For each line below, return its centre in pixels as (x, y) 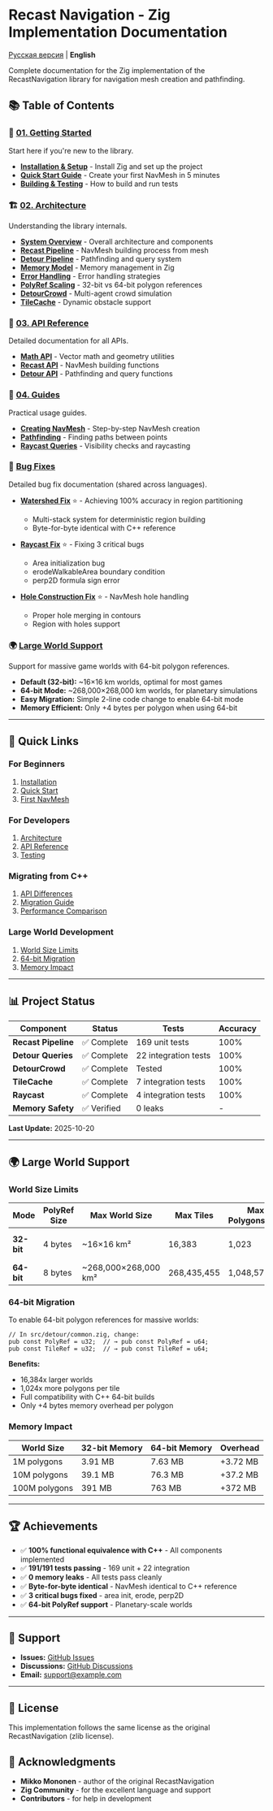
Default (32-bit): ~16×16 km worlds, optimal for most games (121, 682)
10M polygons (40, 1475)
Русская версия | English (52, 54)
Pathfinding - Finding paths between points (94, 437)
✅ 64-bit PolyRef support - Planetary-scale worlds (106, 1604)
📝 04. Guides (35, 395)
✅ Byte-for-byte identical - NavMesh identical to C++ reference (128, 1586)
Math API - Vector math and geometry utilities (97, 357)
